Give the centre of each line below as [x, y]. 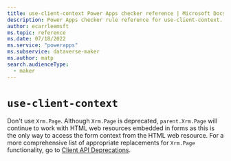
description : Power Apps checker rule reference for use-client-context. [115, 20]
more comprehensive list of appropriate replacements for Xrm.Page [101, 143]
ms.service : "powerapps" [43, 45]
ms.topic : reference [37, 33]
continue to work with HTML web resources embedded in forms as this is [111, 128]
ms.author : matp [30, 58]
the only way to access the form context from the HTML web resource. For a [115, 136]
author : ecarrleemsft [38, 26]
